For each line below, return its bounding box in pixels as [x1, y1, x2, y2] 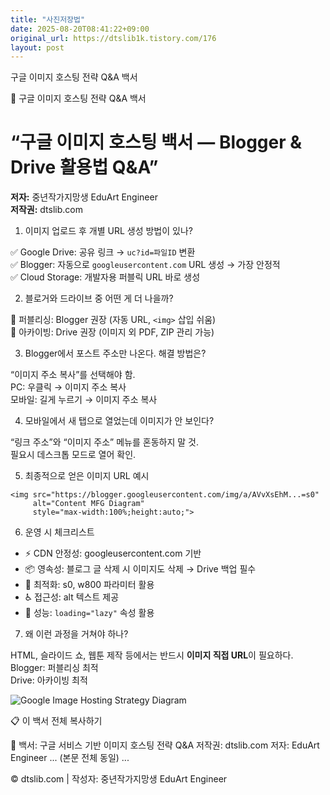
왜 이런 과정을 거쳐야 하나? [24, 628, 129, 640]
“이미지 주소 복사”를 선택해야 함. [10, 369, 136, 381]
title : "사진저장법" [10, 14, 86, 25]
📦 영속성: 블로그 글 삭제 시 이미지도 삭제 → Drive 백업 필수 [24, 563, 257, 575]
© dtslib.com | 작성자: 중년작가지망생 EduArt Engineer [10, 773, 228, 785]
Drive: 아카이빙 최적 [10, 674, 88, 686]
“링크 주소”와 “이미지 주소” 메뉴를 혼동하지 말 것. [10, 436, 199, 448]
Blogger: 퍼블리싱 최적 [10, 662, 99, 674]
